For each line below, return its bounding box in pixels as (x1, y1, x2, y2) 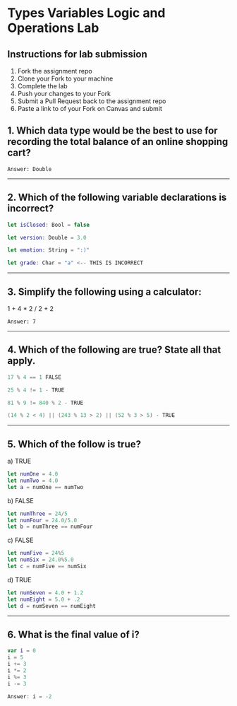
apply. (7, 355, 36, 367)
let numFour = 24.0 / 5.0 (7, 517, 78, 524)
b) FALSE (7, 496, 34, 505)
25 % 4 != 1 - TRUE (7, 387, 65, 394)
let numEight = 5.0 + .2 (7, 596, 80, 603)
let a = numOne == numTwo (7, 483, 83, 490)
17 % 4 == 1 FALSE (7, 373, 61, 381)
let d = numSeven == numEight (7, 602, 97, 609)
